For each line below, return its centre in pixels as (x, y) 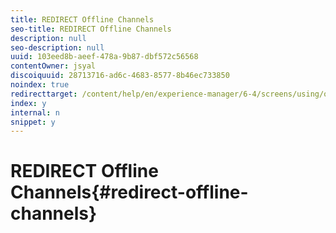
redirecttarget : (44, 94)
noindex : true (40, 85)
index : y (28, 103)
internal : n (35, 112)
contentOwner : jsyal (53, 66)
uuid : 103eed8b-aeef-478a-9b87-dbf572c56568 (104, 57)
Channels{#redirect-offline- (129, 192)
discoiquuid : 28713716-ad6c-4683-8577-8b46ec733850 (120, 76)
